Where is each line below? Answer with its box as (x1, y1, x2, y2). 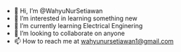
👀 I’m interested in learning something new (13, 14, 138, 22)
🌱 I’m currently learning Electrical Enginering (13, 22, 143, 30)
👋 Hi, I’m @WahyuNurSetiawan (13, 7, 103, 15)
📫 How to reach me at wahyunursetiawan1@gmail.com (13, 37, 174, 45)
